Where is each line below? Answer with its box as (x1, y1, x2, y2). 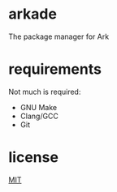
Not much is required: (8, 87, 81, 96)
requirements (8, 60, 102, 79)
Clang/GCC (19, 111, 59, 121)
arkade (8, 5, 57, 23)
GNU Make (19, 102, 58, 112)
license (8, 148, 59, 167)
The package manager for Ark (8, 32, 110, 41)
